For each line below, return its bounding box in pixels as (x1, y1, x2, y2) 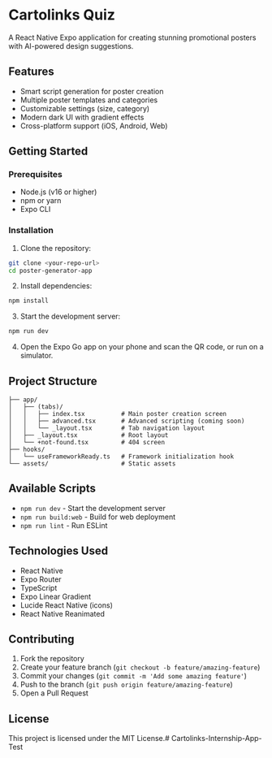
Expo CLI (19, 205, 51, 214)
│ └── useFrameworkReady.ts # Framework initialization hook (8, 453, 234, 461)
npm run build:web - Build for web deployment (19, 512, 176, 522)
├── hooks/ (8, 445, 45, 454)
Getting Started (8, 145, 89, 158)
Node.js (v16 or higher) (19, 187, 97, 197)
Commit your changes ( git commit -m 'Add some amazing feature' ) (19, 671, 248, 681)
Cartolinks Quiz (8, 6, 116, 24)
